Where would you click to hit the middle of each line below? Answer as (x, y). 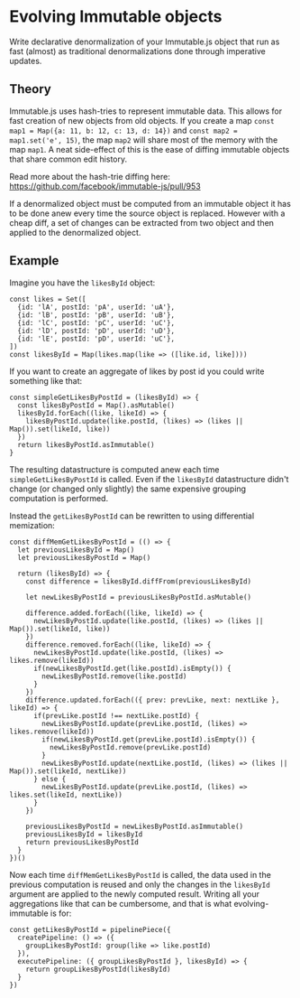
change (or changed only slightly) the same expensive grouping (127, 489)
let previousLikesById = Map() (76, 550)
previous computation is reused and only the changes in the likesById (140, 884)
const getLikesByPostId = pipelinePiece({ (90, 929)
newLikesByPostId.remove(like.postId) (114, 676)
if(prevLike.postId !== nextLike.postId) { (116, 715)
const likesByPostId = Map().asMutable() (96, 405)
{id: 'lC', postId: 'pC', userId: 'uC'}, (96, 322)
